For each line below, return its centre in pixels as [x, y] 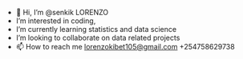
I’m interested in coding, [56, 21]
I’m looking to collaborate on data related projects [98, 37]
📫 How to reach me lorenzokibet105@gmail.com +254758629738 [125, 47]
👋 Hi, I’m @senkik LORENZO [62, 12]
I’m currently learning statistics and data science [96, 29]
